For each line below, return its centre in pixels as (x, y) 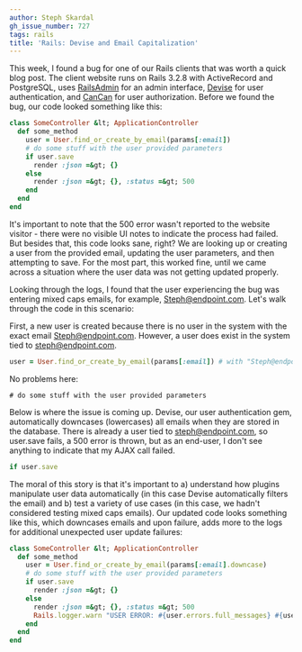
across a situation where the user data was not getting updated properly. (144, 272)
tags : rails (31, 34)
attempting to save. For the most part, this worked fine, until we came (138, 262)
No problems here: (44, 378)
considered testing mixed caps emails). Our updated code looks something (148, 512)
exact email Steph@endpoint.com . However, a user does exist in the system (150, 335)
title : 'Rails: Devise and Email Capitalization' (104, 43)
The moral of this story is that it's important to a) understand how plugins (145, 484)
